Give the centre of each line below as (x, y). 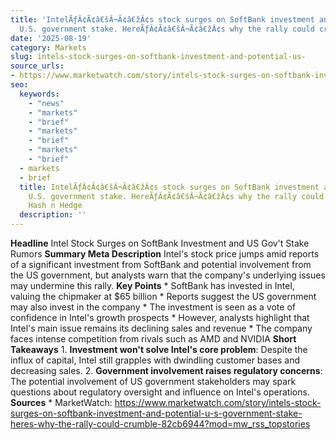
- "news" (46, 103)
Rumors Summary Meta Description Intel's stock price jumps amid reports (165, 254)
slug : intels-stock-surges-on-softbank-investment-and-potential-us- (158, 57)
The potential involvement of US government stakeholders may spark (153, 381)
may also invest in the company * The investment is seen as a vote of (153, 307)
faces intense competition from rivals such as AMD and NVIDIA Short (153, 339)
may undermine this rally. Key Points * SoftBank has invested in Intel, (152, 285)
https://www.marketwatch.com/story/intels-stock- (218, 402)
